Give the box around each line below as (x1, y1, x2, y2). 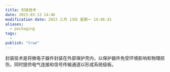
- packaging (10, 26, 35, 31)
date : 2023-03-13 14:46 (5, 12, 56, 17)
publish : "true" (5, 41, 39, 46)
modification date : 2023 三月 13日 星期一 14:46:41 (5, 17, 112, 22)
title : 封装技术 (5, 7, 36, 13)
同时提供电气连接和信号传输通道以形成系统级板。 (14, 61, 116, 67)
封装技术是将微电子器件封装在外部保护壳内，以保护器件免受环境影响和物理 (5, 55, 160, 61)
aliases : (5, 21, 24, 27)
